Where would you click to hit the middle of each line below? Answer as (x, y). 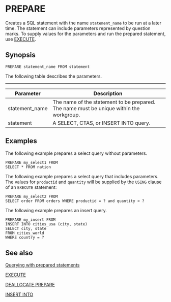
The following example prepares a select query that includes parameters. (82, 176)
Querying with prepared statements (42, 265)
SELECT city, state (26, 228)
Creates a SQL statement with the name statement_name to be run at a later (83, 23)
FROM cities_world (25, 233)
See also (19, 253)
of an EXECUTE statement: (31, 187)
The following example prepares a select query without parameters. (76, 153)
